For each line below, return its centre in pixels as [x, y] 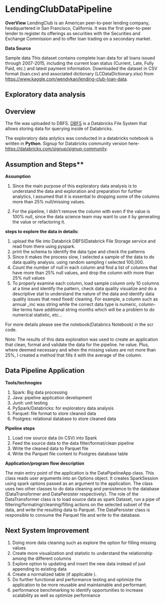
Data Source [18, 48]
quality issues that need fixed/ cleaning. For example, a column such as [85, 299]
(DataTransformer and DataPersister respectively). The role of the [72, 494]
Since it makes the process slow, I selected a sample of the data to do [83, 257]
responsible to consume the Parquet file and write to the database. [73, 515]
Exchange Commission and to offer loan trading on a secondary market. [78, 39]
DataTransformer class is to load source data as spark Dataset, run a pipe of [83, 499]
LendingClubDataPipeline [59, 9]
